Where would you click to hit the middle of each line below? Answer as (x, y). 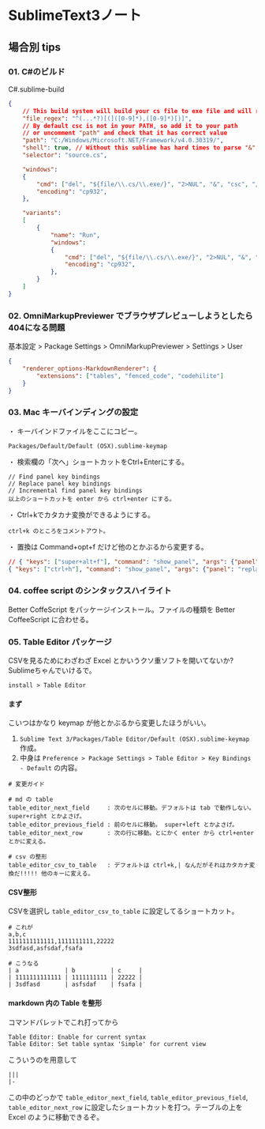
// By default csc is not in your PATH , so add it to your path (130, 126)
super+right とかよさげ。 (47, 817)
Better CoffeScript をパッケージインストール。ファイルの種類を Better (121, 610)
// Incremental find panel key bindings (76, 490)
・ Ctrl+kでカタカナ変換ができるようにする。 (82, 515)
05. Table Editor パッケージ (60, 642)
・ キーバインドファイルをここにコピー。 (75, 431)
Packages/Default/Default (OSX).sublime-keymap (88, 446)
